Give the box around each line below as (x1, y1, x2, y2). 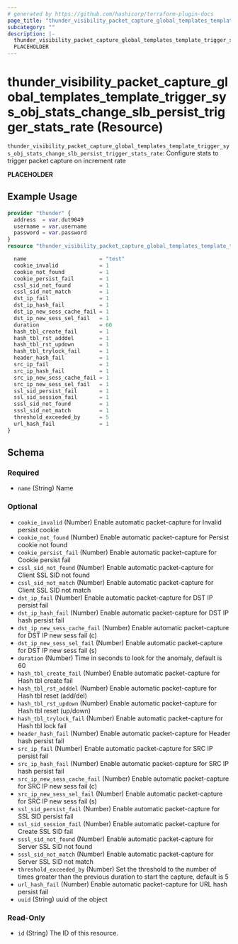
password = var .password (13, 229, 87, 236)
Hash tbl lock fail (17, 721, 67, 730)
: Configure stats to (162, 148, 219, 157)
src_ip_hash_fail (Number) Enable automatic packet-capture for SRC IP (17, 759, 229, 767)
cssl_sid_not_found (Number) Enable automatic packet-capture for (17, 563, 214, 571)
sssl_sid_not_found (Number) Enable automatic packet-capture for (17, 835, 214, 843)
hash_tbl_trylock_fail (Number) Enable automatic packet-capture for (17, 714, 223, 723)
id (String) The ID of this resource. (17, 928, 119, 937)
